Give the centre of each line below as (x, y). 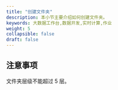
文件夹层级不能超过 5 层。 (38, 81)
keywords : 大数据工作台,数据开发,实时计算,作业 (59, 23)
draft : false (22, 40)
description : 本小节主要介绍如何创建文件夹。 (57, 17)
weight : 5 (18, 28)
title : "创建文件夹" (29, 12)
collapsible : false (30, 34)
